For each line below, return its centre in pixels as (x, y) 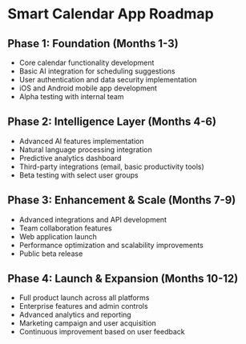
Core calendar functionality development (87, 62)
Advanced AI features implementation (81, 141)
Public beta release (51, 254)
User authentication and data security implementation (108, 80)
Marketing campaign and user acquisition (88, 323)
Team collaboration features (66, 228)
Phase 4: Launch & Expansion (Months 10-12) (123, 279)
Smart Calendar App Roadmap (111, 14)
